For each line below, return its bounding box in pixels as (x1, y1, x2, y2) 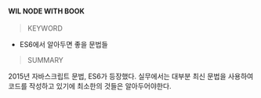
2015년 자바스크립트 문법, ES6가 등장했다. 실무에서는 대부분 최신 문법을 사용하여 (8, 71, 254, 82)
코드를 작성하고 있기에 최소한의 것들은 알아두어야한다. (8, 82, 172, 91)
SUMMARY (27, 56, 64, 65)
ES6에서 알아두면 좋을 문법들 (19, 40, 108, 49)
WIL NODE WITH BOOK (8, 6, 85, 16)
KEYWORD (27, 24, 63, 33)
